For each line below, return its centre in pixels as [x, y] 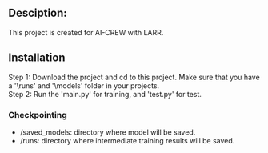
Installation [37, 58]
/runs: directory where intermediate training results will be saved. [127, 140]
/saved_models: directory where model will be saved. [108, 132]
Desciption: [38, 13]
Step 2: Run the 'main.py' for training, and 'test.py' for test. [105, 94]
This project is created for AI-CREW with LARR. [86, 32]
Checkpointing [38, 115]
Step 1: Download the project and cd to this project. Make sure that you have [134, 77]
